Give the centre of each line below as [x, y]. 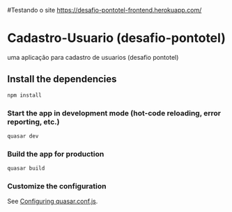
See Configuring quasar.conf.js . [53, 202]
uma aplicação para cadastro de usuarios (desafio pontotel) [93, 57]
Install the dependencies [62, 79]
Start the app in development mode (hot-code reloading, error [114, 113]
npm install [24, 95]
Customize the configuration [57, 186]
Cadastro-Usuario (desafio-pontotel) [117, 38]
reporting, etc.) [33, 122]
